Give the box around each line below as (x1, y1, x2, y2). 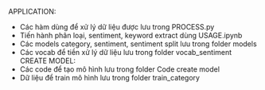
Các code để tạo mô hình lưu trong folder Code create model (19, 65, 220, 74)
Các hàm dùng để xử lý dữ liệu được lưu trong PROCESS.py (19, 22, 215, 31)
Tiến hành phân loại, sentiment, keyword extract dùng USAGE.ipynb (19, 31, 243, 40)
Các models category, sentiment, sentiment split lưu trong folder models (19, 39, 257, 49)
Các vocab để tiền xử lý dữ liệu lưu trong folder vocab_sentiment (19, 48, 232, 57)
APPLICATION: (8, 7, 57, 16)
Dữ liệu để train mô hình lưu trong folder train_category (19, 73, 201, 82)
